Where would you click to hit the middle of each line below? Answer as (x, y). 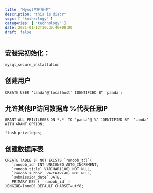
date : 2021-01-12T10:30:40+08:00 (39, 28)
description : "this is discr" (36, 14)
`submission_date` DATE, (37, 178)
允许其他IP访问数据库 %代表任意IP (57, 108)
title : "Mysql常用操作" (27, 10)
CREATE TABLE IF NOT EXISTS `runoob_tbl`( (49, 161)
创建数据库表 (24, 149)
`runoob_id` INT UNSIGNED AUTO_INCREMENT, (55, 165)
